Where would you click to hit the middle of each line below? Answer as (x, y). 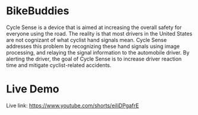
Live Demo (33, 89)
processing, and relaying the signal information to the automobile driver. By (98, 52)
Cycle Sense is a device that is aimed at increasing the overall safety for (94, 27)
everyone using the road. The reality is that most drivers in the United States (99, 33)
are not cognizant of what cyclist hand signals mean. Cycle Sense (87, 40)
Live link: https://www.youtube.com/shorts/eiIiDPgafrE (73, 106)
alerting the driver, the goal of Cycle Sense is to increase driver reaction (94, 59)
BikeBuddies (38, 11)
